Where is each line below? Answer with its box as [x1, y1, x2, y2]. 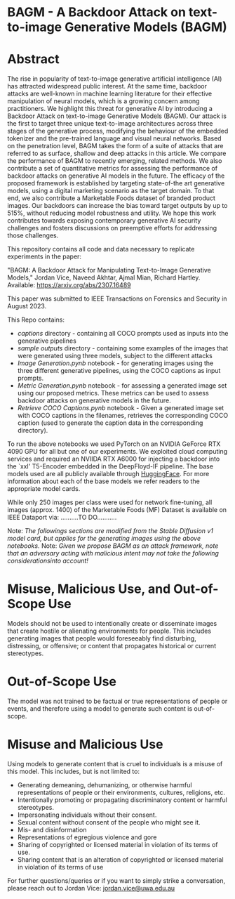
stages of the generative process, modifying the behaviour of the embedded [7, 127, 229, 136]
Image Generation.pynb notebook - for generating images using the [17, 359, 214, 367]
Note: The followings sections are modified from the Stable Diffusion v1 [7, 527, 214, 535]
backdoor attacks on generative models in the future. [17, 396, 172, 405]
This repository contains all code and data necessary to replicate [7, 245, 195, 254]
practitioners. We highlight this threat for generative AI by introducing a [7, 105, 213, 113]
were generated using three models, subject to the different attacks [17, 352, 213, 360]
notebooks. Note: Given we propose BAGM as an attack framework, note [7, 542, 219, 550]
